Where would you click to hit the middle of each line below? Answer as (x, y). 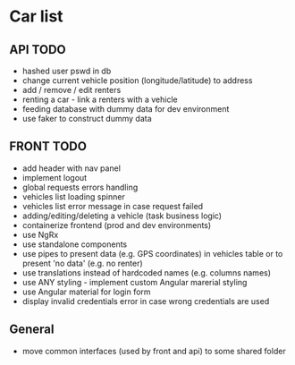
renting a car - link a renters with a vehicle (100, 99)
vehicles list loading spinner (73, 196)
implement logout (55, 177)
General (32, 330)
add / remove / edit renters (72, 90)
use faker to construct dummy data (87, 119)
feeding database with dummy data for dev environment (126, 109)
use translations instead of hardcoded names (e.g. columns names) (146, 272)
